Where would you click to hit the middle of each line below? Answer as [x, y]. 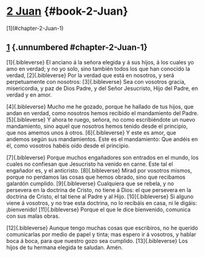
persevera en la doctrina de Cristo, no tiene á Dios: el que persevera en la [99, 190]
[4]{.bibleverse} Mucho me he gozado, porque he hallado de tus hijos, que [100, 106]
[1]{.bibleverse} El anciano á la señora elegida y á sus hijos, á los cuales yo [100, 62]
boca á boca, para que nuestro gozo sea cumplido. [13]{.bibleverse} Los [97, 240]
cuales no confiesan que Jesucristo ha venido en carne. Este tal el [90, 164]
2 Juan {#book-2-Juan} [67, 11]
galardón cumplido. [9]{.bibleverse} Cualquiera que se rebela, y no [90, 183]
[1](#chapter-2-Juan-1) [35, 28]
